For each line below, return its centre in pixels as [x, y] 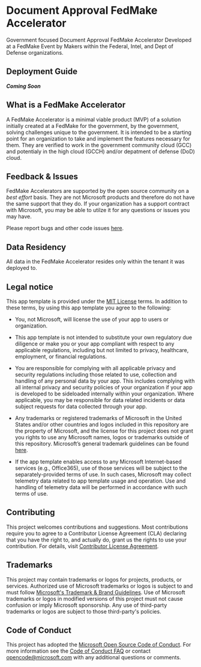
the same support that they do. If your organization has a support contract [98, 204]
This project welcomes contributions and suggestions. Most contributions [97, 527]
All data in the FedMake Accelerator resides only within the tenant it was [95, 261]
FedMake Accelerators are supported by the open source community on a [97, 191]
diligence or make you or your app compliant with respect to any [94, 344]
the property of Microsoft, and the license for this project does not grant [104, 431]
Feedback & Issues [42, 176]
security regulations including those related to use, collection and [96, 374]
